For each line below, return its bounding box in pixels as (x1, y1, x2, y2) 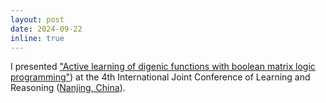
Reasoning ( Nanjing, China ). (10, 82, 126, 94)
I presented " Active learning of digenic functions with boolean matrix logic (10, 61, 316, 73)
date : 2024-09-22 (10, 24, 83, 34)
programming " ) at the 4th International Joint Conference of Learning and (10, 71, 311, 83)
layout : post (10, 14, 65, 25)
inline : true (10, 33, 65, 43)
